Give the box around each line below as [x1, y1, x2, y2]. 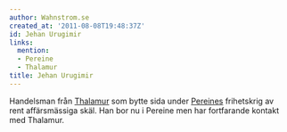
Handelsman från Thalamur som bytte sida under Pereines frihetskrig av [9, 95, 275, 106]
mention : [17, 46, 50, 55]
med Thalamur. [9, 114, 65, 125]
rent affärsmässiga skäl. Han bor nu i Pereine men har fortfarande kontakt [9, 104, 279, 116]
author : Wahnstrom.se [9, 12, 90, 22]
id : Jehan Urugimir [9, 29, 82, 38]
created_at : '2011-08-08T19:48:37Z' [9, 21, 145, 30]
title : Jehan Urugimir [9, 71, 94, 80]
